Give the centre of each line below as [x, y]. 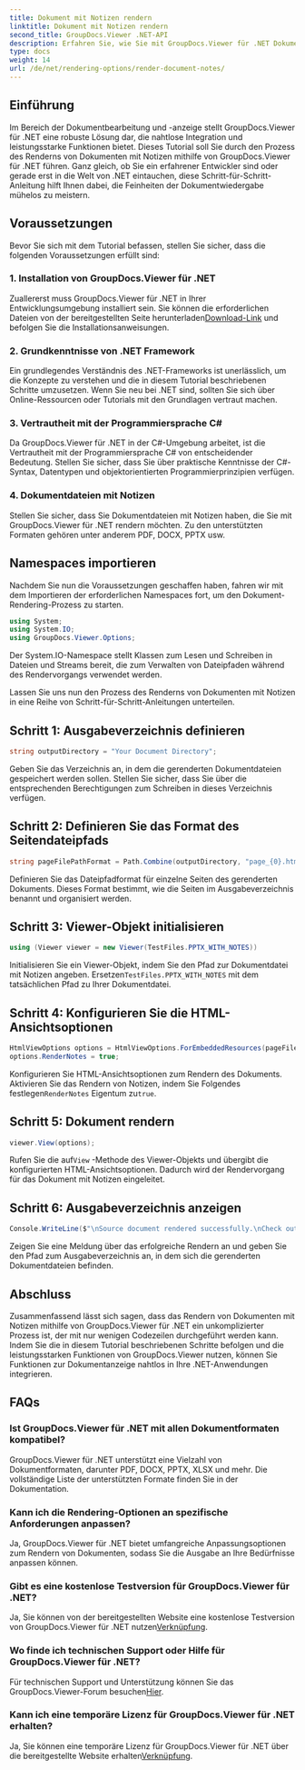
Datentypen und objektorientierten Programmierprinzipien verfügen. [167, 472]
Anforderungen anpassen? [70, 1524]
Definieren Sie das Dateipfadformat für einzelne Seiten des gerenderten [144, 879]
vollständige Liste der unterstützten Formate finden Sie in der [124, 1479]
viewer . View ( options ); [52, 1143]
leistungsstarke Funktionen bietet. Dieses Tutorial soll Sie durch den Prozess [152, 146]
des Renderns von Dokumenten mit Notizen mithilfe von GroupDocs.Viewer [150, 156]
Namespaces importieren [83, 563]
